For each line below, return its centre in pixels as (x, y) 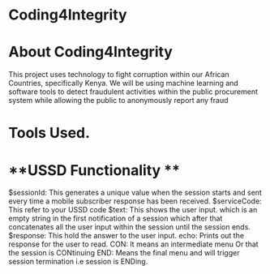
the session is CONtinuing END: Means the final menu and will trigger (124, 253)
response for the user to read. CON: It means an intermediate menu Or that (133, 244)
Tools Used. (49, 133)
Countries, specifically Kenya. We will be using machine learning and (124, 83)
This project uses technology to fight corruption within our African (119, 75)
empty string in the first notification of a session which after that (116, 218)
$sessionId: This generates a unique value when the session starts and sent (135, 193)
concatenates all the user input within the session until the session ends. (130, 227)
